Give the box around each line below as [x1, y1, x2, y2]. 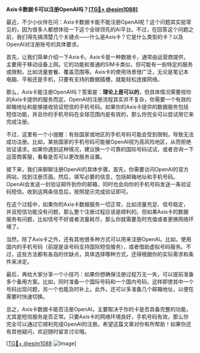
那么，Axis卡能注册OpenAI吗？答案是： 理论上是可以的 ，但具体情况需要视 [6, 89, 186, 95]
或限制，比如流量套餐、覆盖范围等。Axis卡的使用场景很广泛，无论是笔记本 [6, 68, 189, 75]
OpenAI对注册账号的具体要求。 [6, 41, 82, 48]
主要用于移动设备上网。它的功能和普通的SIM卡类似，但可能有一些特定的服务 [6, 61, 193, 68]
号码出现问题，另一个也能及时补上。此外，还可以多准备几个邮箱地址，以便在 [6, 286, 194, 292]
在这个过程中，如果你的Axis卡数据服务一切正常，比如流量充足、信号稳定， [6, 201, 189, 208]
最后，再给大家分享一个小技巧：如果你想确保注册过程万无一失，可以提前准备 [6, 271, 194, 277]
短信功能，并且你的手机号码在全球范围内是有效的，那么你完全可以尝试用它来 [6, 111, 194, 118]
